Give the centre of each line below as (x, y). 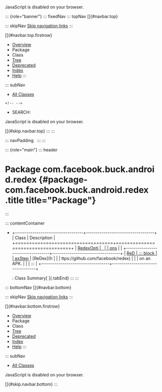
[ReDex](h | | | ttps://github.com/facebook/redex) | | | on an (91, 258)
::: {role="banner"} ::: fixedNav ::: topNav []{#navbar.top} (62, 16)
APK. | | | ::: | (25, 263)
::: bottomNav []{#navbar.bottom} (38, 287)
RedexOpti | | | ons (97, 248)
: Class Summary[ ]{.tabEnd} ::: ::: (45, 278)
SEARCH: (21, 112)
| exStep (20, 258)
